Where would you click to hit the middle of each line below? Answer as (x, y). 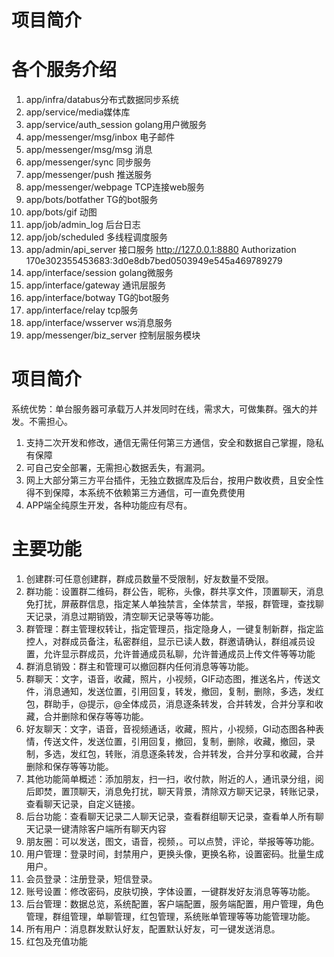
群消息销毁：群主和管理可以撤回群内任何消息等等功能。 (139, 666)
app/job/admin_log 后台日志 (83, 225)
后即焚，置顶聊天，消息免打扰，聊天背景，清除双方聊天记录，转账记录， (174, 791)
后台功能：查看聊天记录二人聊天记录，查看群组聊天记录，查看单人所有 (170, 816)
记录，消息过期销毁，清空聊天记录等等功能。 (126, 616)
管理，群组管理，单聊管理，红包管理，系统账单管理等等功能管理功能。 (170, 916)
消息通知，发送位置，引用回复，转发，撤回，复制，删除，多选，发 (179, 691)
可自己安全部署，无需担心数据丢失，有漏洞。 (118, 468)
